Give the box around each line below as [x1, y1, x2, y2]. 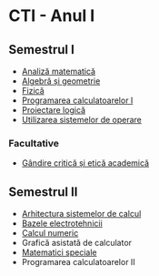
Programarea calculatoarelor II [21, 257, 135, 268]
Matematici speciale [21, 247, 97, 258]
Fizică [21, 86, 45, 96]
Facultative [8, 137, 60, 149]
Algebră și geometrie [21, 76, 101, 87]
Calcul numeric [21, 228, 79, 239]
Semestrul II [8, 184, 78, 199]
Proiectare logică [21, 105, 86, 115]
